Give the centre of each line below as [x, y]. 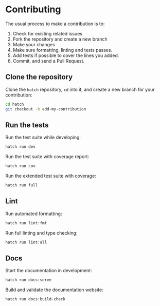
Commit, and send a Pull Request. [49, 61]
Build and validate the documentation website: [55, 290]
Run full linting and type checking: [41, 233]
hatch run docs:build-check [35, 299]
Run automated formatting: [34, 214]
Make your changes [34, 44]
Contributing [33, 9]
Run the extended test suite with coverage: [51, 176]
